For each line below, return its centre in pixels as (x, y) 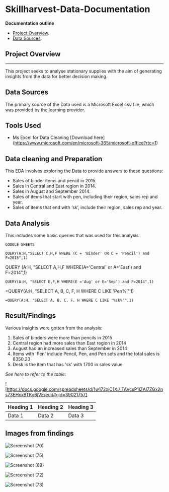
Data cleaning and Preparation (54, 159)
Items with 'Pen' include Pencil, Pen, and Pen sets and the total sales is (86, 354)
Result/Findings (31, 316)
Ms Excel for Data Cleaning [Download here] (58, 137)
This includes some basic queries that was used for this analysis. (72, 235)
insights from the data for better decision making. (56, 76)
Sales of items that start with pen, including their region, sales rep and (85, 197)
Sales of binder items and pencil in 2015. (54, 181)
